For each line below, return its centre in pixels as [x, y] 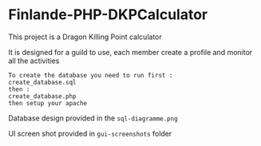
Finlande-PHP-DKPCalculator [108, 15]
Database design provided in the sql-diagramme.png [93, 118]
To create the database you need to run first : [91, 75]
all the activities [34, 61]
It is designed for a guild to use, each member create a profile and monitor [130, 52]
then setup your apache [48, 103]
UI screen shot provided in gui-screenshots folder [90, 133]
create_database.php [43, 96]
